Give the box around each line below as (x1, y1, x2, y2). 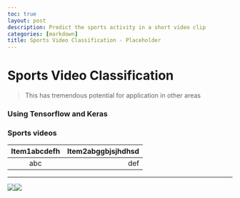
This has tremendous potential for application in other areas (24, 91, 201, 100)
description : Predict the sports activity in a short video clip (7, 24, 206, 31)
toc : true (7, 10, 37, 18)
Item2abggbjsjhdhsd (66, 147, 139, 157)
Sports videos (7, 127, 57, 137)
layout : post (7, 17, 46, 24)
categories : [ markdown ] (7, 30, 79, 38)
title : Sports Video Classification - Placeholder (7, 37, 161, 44)
